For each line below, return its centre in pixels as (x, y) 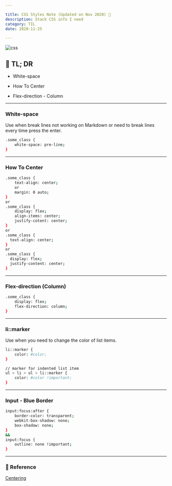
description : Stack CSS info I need (44, 19)
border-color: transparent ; (44, 416)
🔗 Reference (21, 467)
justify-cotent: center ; (41, 221)
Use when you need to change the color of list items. (61, 340)
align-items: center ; (37, 216)
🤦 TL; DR (19, 64)
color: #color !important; (43, 378)
